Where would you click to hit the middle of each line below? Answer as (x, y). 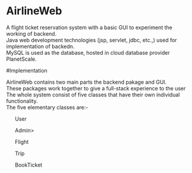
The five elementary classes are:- (47, 107)
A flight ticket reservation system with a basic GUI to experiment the (89, 27)
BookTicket (28, 165)
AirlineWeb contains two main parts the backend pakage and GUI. (87, 82)
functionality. (22, 101)
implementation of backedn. (41, 46)
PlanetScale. (21, 59)
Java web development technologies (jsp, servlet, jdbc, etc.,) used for (92, 40)
